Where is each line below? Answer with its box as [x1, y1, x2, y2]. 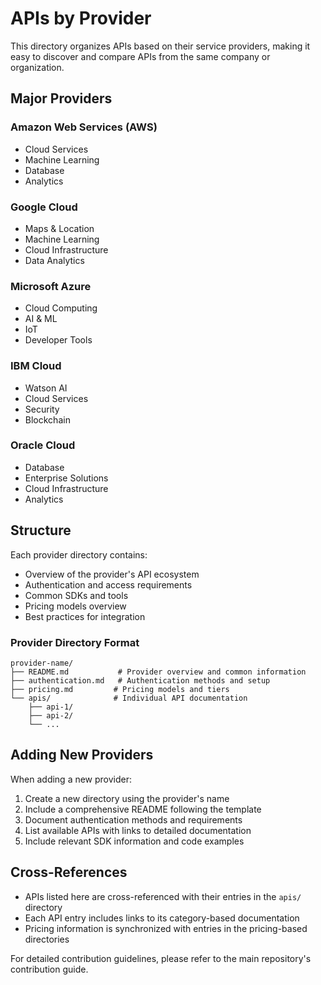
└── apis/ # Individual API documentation [10, 693, 248, 703]
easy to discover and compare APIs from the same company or [10, 50, 271, 62]
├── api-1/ [28, 702, 74, 712]
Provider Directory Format [10, 635, 140, 649]
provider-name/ [10, 658, 74, 668]
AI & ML [24, 313, 58, 325]
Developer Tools [24, 334, 93, 346]
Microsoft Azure [10, 279, 92, 293]
